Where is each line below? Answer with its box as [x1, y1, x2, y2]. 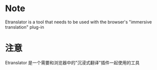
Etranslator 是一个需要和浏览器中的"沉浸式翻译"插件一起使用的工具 [5, 59, 140, 66]
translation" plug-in [5, 24, 44, 30]
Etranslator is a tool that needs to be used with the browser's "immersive [5, 19, 152, 25]
